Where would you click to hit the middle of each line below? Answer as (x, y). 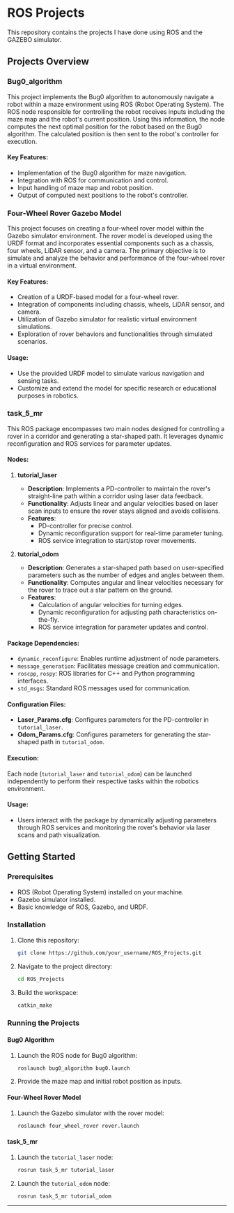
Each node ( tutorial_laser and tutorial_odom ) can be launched (100, 773)
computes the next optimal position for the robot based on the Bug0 (104, 126)
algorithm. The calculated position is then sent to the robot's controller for (113, 133)
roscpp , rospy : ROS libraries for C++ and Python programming (106, 674)
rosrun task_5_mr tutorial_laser (66, 1170)
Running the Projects (44, 1023)
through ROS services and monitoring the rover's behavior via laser (114, 827)
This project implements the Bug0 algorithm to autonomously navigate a (111, 96)
